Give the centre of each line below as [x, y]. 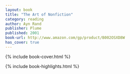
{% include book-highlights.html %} [42, 66]
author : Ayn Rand [23, 24]
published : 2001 [22, 33]
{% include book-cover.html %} [38, 56]
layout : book [19, 10]
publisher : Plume [23, 28]
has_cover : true [22, 42]
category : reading [24, 19]
